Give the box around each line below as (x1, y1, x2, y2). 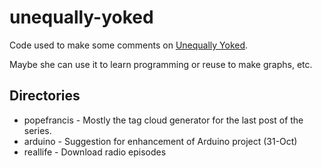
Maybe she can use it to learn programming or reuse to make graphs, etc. (9, 58, 313, 70)
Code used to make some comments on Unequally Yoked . (9, 39, 249, 51)
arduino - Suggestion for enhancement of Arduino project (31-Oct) (23, 135, 298, 147)
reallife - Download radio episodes (23, 146, 167, 158)
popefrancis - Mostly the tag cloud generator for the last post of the (23, 114, 304, 126)
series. (23, 124, 52, 136)
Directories (9, 87, 81, 105)
